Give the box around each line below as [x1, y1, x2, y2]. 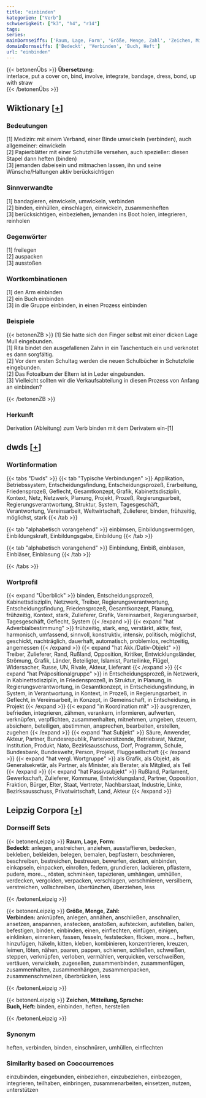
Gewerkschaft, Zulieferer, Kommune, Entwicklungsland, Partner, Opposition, [6, 774, 199, 782]
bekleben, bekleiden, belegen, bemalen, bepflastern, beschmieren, [6, 851, 176, 858]
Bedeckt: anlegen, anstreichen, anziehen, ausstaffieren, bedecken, [6, 844, 177, 851]
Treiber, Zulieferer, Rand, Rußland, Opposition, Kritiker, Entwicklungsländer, [6, 650, 196, 658]
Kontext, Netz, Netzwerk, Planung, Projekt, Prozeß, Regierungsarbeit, [6, 494, 181, 501]
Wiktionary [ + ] [6, 103, 63, 114]
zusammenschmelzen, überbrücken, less [6, 972, 110, 979]
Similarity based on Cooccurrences [6, 1059, 114, 1067]
